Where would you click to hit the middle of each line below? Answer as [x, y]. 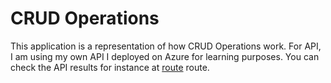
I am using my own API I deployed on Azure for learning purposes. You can [165, 56]
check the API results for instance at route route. [110, 67]
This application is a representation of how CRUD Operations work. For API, [166, 46]
